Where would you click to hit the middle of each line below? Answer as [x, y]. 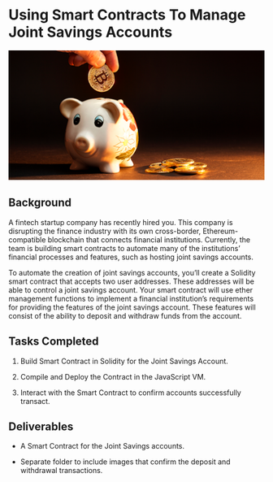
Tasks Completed [54, 342]
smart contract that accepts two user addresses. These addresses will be [131, 281]
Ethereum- [221, 231]
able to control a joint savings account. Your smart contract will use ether [131, 289]
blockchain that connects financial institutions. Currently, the [149, 239]
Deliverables [41, 426]
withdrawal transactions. [61, 471]
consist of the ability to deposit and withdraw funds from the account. [125, 315]
